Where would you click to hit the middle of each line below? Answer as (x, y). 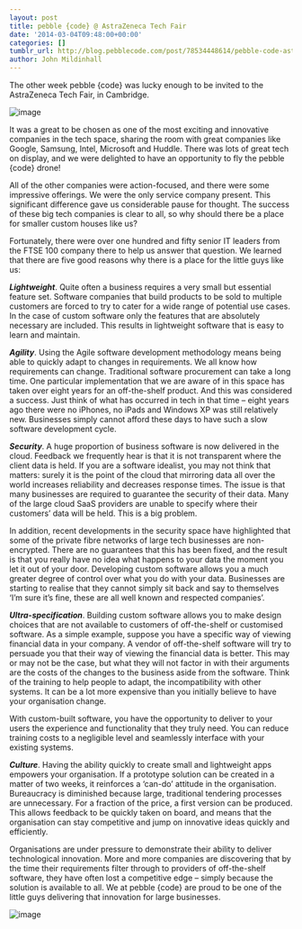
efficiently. (29, 832)
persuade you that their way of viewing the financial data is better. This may (150, 653)
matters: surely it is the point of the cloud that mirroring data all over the (142, 475)
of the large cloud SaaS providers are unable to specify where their (133, 504)
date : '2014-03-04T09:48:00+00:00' (76, 34)
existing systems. (41, 747)
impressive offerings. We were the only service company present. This (140, 195)
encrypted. (30, 550)
